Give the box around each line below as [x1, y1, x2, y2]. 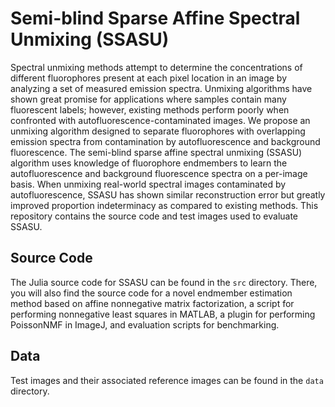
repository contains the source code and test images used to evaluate [10, 210, 299, 222]
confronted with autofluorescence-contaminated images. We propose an [10, 114, 311, 126]
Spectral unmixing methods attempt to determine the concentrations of [10, 61, 303, 73]
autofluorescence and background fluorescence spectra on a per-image [10, 167, 308, 179]
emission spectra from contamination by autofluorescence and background [10, 135, 321, 147]
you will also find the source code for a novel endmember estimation [10, 287, 293, 299]
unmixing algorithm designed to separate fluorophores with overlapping [10, 125, 306, 137]
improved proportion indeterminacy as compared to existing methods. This [10, 199, 319, 211]
